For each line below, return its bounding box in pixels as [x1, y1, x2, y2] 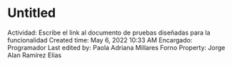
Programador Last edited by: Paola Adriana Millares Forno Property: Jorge [7, 43, 226, 52]
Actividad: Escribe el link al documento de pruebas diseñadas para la [7, 28, 211, 37]
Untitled [7, 5, 56, 21]
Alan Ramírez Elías [7, 51, 62, 59]
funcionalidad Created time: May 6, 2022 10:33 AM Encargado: [7, 35, 193, 44]
